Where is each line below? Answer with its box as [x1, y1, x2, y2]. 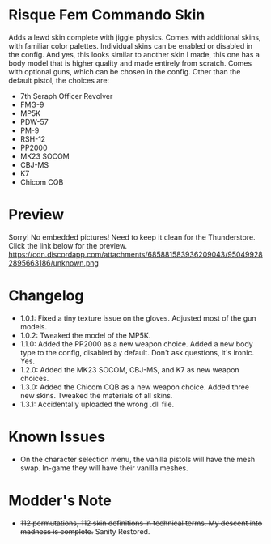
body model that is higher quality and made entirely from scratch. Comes [8, 58, 252, 68]
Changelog [8, 287, 84, 305]
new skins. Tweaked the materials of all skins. [19, 390, 173, 400]
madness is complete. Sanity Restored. [19, 526, 150, 536]
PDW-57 [19, 117, 49, 126]
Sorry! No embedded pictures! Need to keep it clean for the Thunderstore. [8, 232, 256, 242]
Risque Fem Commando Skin [8, 6, 205, 24]
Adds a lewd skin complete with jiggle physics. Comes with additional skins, [8, 32, 261, 42]
